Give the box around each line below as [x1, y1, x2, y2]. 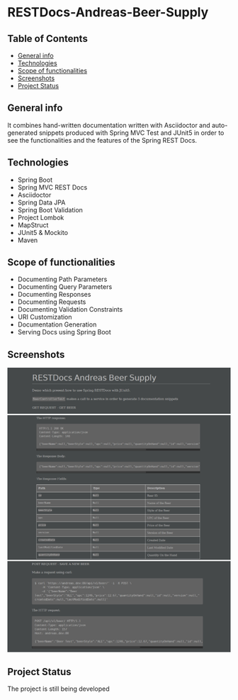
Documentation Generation [17, 320, 97, 329]
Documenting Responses [17, 290, 91, 299]
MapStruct [17, 221, 49, 229]
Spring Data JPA [17, 198, 66, 207]
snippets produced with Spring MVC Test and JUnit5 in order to [38, 128, 225, 137]
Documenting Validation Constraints [17, 305, 123, 314]
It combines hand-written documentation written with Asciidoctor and [7, 121, 210, 129]
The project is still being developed [7, 684, 110, 693]
